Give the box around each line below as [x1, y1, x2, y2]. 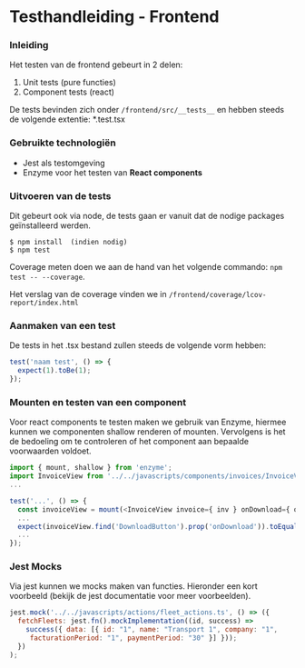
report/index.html [9, 298, 79, 308]
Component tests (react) [22, 86, 115, 97]
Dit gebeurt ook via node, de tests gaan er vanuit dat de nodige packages [9, 211, 285, 222]
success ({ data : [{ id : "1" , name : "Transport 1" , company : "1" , [25, 625, 279, 634]
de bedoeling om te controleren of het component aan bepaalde [9, 436, 250, 447]
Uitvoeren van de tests [9, 189, 112, 202]
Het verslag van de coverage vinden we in [9, 289, 167, 300]
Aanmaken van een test [9, 320, 116, 332]
